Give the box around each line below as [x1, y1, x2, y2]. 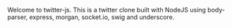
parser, [7, 13, 28, 21]
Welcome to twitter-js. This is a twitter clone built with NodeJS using [7, 6, 207, 14]
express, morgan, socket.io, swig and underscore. [29, 13, 175, 21]
